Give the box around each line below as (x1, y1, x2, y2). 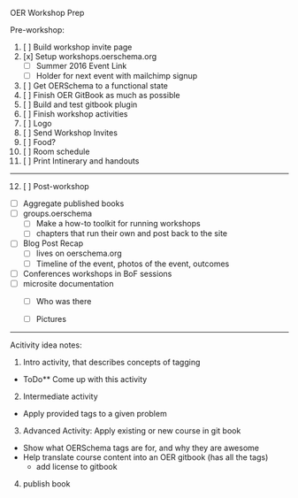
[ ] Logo (22, 119, 52, 129)
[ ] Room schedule (22, 146, 90, 157)
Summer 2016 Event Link (35, 61, 127, 71)
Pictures (35, 313, 67, 324)
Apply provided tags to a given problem (22, 408, 167, 418)
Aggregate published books (22, 198, 125, 209)
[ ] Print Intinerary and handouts (22, 156, 140, 166)
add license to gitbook (35, 461, 118, 471)
